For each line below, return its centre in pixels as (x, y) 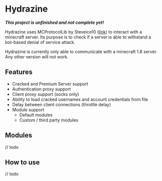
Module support (28, 109)
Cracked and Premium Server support (50, 84)
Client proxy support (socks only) (45, 94)
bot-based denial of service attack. (40, 42)
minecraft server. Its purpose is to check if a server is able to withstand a (78, 37)
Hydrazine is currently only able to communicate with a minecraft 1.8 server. (81, 52)
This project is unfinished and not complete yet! (54, 22)
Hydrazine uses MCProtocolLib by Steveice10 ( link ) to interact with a (73, 32)
